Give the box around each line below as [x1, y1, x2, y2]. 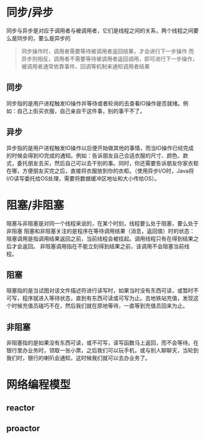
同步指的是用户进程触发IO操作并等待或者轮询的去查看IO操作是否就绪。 [6, 99, 183, 107]
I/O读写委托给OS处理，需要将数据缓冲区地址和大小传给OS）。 [6, 174, 160, 182]
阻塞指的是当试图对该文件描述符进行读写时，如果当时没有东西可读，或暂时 [6, 287, 193, 294]
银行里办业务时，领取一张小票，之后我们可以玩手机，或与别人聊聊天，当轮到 [6, 347, 199, 354]
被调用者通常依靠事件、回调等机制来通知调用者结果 [21, 62, 150, 70]
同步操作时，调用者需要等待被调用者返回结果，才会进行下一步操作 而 [21, 47, 194, 55]
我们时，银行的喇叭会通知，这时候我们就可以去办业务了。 [6, 354, 151, 362]
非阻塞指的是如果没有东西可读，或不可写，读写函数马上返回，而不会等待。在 [6, 339, 199, 346]
